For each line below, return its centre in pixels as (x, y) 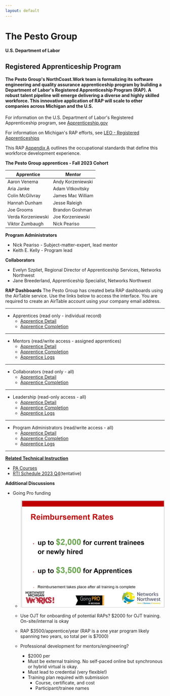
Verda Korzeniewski (28, 217)
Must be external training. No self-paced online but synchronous (95, 661)
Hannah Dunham (25, 203)
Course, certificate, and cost (65, 682)
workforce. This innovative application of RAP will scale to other (74, 101)
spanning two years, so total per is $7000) (64, 636)
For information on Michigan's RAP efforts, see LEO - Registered (72, 133)
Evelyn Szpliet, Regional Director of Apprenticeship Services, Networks (87, 270)
